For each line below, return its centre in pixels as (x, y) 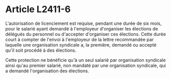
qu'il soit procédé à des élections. (41, 50)
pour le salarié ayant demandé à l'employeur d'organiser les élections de (82, 28)
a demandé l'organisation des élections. (47, 71)
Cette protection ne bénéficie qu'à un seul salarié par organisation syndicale (86, 60)
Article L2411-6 (38, 9)
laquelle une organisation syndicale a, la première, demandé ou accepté (81, 45)
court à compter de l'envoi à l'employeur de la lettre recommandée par (80, 39)
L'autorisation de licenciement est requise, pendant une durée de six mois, (83, 23)
